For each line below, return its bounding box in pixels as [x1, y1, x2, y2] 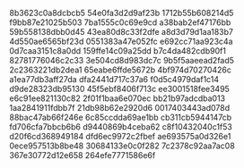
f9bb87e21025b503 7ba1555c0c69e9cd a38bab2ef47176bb [9, 17, 231, 28]
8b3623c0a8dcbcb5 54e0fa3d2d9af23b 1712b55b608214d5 [9, 8, 234, 18]
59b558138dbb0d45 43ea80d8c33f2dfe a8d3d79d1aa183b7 [9, 27, 233, 37]
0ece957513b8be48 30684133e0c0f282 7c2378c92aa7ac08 [9, 140, 235, 151]
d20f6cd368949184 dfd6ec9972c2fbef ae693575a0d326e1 [9, 131, 231, 141]
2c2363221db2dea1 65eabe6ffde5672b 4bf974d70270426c [9, 64, 231, 75]
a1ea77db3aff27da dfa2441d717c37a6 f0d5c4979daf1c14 [9, 74, 220, 84]
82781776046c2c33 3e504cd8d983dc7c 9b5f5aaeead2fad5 [9, 55, 235, 65]
